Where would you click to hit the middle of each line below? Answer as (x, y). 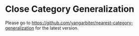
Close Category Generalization (70, 9)
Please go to (18, 23)
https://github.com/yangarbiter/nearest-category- (82, 23)
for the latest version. (57, 28)
